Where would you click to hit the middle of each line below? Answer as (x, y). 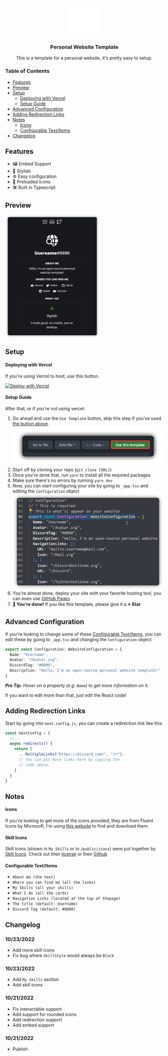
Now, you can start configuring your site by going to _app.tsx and (80, 486)
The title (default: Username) (45, 904)
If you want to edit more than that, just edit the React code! (66, 695)
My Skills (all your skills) (43, 888)
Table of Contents (28, 71)
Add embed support (33, 1025)
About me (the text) (34, 877)
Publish (20, 1049)
